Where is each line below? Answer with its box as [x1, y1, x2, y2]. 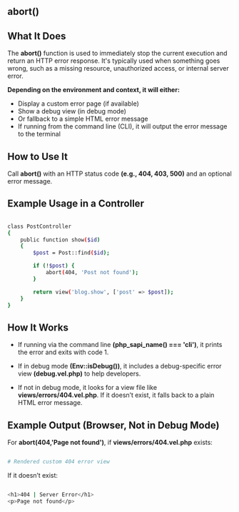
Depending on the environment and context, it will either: [7, 86, 180, 94]
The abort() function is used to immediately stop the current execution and [7, 49, 228, 58]
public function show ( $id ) [20, 236, 101, 244]
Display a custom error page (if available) [17, 99, 139, 108]
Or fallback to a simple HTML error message [17, 114, 148, 124]
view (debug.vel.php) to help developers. [17, 369, 141, 378]
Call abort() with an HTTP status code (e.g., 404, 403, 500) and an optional [7, 169, 232, 178]
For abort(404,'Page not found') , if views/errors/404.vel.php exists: [7, 438, 213, 447]
